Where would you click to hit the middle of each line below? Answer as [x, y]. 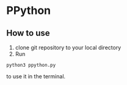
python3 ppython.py [31, 65]
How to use [28, 33]
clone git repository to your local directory [68, 47]
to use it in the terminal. [36, 76]
